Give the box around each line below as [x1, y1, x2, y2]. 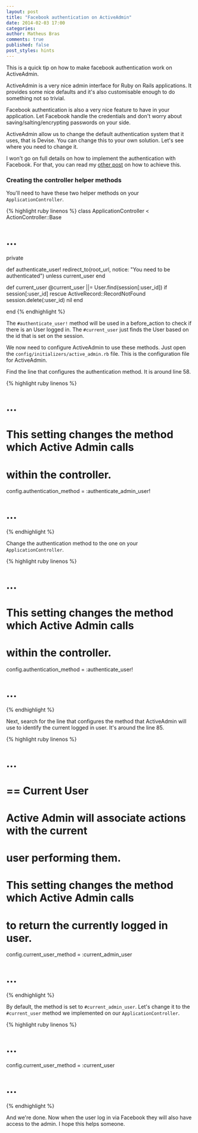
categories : [6, 25, 36, 32]
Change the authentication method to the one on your [6, 540, 138, 547]
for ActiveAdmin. [6, 356, 48, 364]
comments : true [6, 36, 44, 42]
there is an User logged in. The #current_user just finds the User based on [6, 326, 189, 333]
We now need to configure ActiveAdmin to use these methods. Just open [6, 344, 186, 351]
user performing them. [6, 851, 121, 865]
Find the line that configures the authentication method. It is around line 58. [6, 368, 191, 375]
